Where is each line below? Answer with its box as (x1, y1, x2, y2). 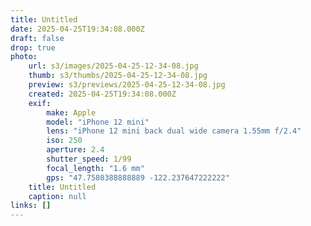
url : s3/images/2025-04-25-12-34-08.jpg (28, 61, 199, 71)
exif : (28, 98, 52, 108)
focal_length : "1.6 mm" (46, 163, 145, 173)
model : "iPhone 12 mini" (46, 117, 150, 127)
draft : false (10, 33, 65, 43)
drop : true (10, 42, 56, 53)
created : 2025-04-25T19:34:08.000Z (28, 89, 177, 99)
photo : (10, 52, 38, 62)
